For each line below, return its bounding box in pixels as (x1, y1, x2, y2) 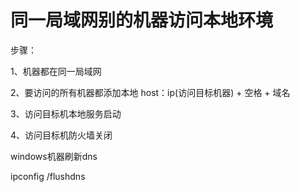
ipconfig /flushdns (10, 170, 86, 182)
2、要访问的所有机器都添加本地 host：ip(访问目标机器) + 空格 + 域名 (10, 86, 291, 98)
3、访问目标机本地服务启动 (10, 107, 122, 120)
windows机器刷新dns (10, 150, 98, 162)
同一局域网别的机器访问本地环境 (10, 9, 274, 32)
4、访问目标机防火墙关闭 (10, 129, 113, 141)
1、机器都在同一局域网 (10, 65, 102, 77)
